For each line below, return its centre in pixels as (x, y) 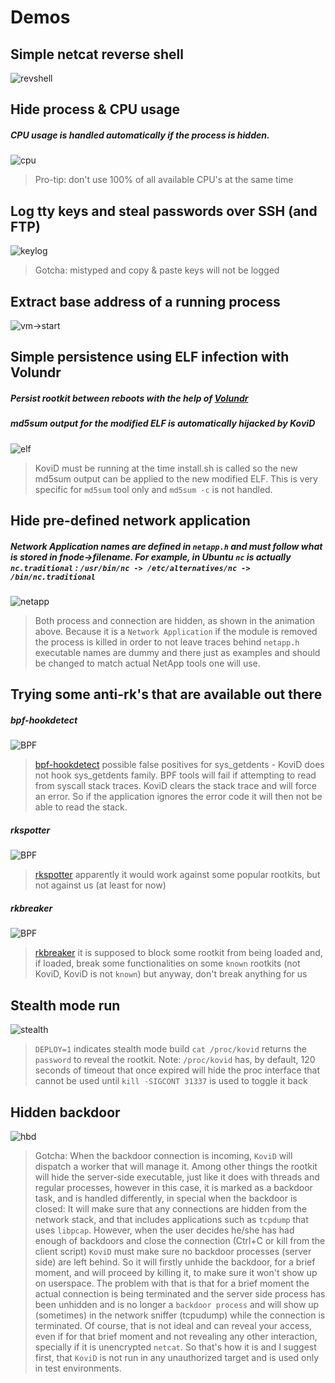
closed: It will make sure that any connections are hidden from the (171, 1209)
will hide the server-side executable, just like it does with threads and (177, 1177)
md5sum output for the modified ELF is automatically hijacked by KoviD (163, 423)
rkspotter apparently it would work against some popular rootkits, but (177, 875)
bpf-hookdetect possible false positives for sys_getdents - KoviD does (179, 765)
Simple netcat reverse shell (97, 54)
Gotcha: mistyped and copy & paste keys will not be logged (157, 270)
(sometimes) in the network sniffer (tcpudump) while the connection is (180, 1315)
